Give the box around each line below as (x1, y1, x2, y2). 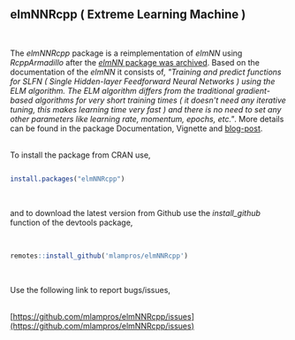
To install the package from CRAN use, (10, 150, 151, 160)
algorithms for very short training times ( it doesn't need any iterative (34, 95, 286, 105)
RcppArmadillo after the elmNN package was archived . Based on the (10, 57, 260, 67)
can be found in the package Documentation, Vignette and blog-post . (10, 123, 263, 134)
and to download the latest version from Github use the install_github (10, 207, 261, 218)
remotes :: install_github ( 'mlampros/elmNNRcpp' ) (10, 251, 189, 260)
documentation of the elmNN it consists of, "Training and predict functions (10, 66, 282, 77)
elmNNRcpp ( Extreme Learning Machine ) (10, 7, 246, 22)
